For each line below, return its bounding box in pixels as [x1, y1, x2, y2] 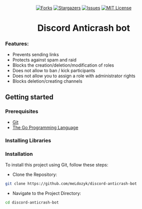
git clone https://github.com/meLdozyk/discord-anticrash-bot [5, 181, 137, 186]
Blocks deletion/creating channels [12, 78, 83, 84]
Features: [5, 40, 29, 47]
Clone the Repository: [12, 171, 57, 177]
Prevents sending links [12, 52, 59, 58]
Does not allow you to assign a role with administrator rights [12, 73, 136, 79]
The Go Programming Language [12, 125, 79, 131]
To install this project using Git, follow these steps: [5, 162, 109, 168]
